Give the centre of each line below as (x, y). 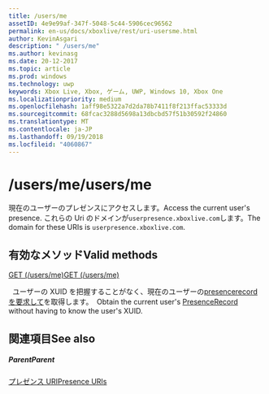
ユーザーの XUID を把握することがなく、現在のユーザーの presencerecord (134, 292)
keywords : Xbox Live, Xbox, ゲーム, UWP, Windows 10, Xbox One (116, 91)
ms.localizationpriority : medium (65, 99)
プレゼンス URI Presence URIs (58, 381)
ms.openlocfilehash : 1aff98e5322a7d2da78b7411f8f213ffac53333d (118, 106)
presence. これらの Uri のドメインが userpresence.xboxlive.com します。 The (134, 218)
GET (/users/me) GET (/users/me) (64, 275)
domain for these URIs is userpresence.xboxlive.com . (97, 227)
